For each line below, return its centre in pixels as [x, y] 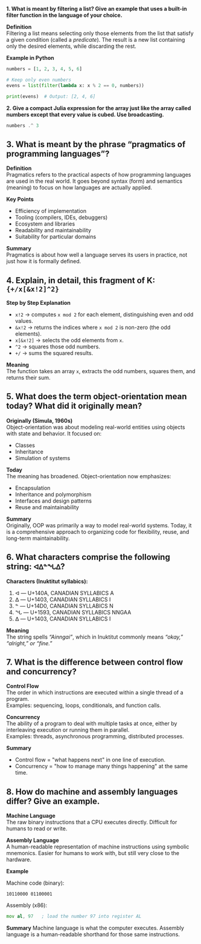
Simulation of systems [43, 458]
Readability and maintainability [53, 230]
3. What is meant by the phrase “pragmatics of [96, 144]
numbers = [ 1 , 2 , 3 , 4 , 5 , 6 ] [44, 69]
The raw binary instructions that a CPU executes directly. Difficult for [92, 822]
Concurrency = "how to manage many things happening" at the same [101, 766]
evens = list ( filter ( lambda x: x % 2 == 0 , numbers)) [75, 85]
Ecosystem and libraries [45, 224]
